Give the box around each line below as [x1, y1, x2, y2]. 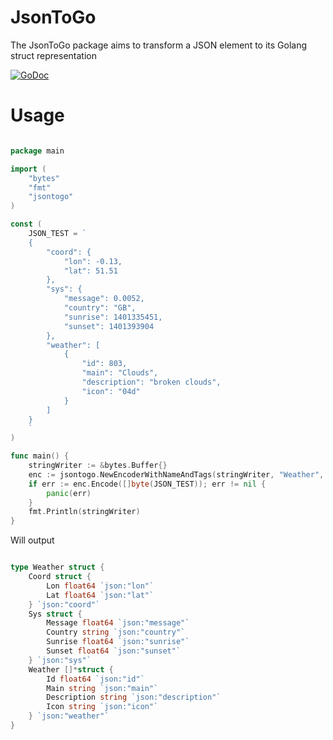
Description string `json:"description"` [46, 692, 222, 703]
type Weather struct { [10, 562, 105, 573]
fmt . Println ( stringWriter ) [28, 507, 141, 517]
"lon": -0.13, [63, 256, 123, 266]
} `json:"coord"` [28, 599, 101, 610]
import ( [10, 164, 47, 174]
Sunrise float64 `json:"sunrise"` [46, 637, 190, 647]
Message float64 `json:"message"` [46, 618, 190, 628]
